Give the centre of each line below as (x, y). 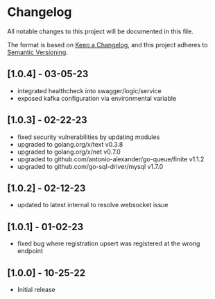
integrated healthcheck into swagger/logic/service (89, 90)
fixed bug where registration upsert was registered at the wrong (109, 243)
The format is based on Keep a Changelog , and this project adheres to (108, 45)
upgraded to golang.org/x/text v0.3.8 (70, 144)
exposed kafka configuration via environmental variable (97, 98)
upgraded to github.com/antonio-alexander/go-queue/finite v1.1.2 (111, 159)
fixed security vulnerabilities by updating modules (88, 137)
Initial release (36, 290)
